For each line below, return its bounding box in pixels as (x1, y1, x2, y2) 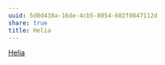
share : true (8, 19, 48, 27)
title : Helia (8, 26, 52, 34)
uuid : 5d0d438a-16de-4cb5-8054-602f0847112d (8, 11, 158, 20)
